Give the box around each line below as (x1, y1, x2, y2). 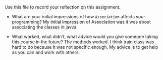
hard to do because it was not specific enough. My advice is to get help (11, 44, 158, 50)
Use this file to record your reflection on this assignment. (4, 4, 121, 10)
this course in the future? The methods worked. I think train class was (11, 39, 154, 45)
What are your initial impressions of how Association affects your (11, 14, 146, 19)
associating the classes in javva (11, 24, 77, 30)
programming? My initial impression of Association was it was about (11, 19, 151, 25)
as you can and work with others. (11, 49, 80, 55)
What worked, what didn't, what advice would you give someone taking (11, 34, 158, 39)
